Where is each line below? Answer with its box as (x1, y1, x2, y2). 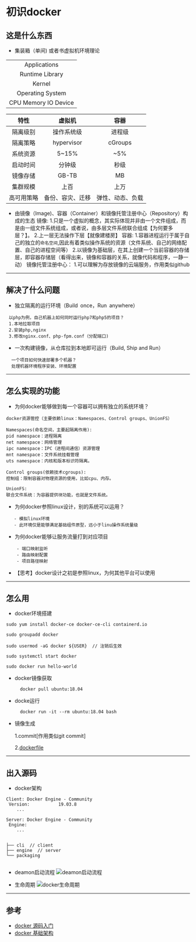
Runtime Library (19, 70, 64, 78)
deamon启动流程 (14, 869, 55, 876)
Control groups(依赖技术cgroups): (6, 469, 86, 475)
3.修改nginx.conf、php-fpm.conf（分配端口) (8, 333, 109, 339)
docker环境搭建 (14, 610, 52, 617)
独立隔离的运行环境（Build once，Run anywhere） (14, 302, 138, 309)
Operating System (16, 89, 66, 97)
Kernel (32, 80, 51, 88)
